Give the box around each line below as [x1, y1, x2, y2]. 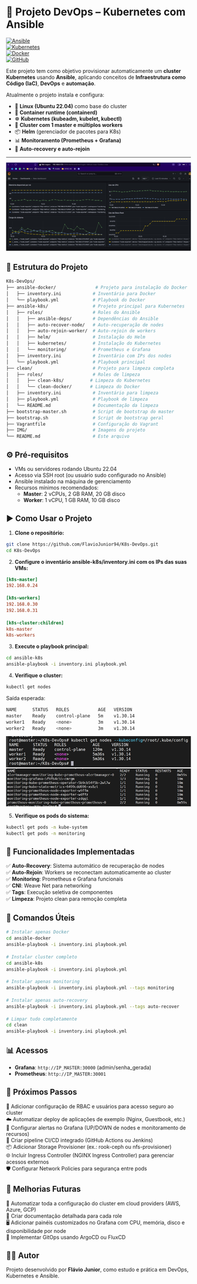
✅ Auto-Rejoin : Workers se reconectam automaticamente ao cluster [6, 869, 172, 876]
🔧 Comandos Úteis [6, 912, 75, 922]
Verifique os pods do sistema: [14, 812, 90, 819]
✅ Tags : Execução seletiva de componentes [6, 889, 113, 896]
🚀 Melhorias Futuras [6, 1184, 81, 1194]
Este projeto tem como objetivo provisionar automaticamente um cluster [6, 67, 181, 74]
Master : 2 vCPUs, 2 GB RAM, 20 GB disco [23, 490, 125, 497]
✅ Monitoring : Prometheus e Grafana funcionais [6, 875, 124, 882]
